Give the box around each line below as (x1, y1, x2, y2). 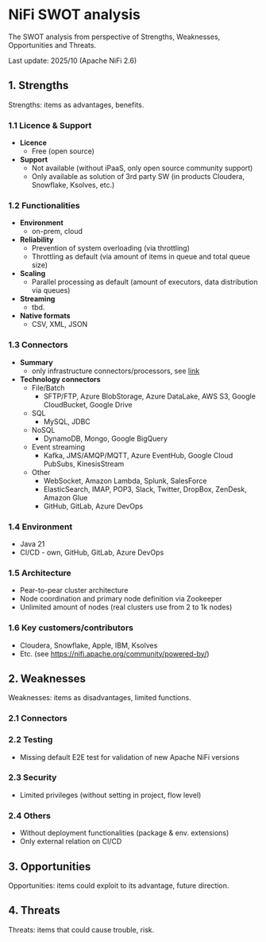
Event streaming (31, 442, 86, 451)
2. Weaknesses (8, 671, 86, 685)
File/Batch (31, 383, 65, 392)
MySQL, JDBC (43, 416, 91, 426)
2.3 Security (8, 772, 57, 783)
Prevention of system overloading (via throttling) (31, 243, 191, 253)
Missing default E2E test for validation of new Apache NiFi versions (19, 752, 240, 761)
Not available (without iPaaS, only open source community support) (31, 163, 253, 173)
